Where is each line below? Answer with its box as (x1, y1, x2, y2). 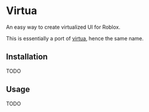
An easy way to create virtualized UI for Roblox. (6, 23, 121, 30)
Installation (6, 52, 48, 62)
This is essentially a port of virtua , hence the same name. (6, 35, 144, 42)
